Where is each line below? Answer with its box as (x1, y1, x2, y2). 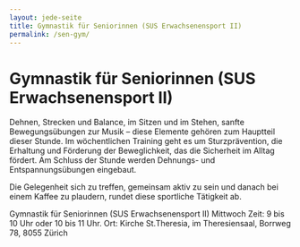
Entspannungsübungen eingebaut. (9, 165, 137, 175)
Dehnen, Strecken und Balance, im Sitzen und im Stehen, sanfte (9, 117, 244, 128)
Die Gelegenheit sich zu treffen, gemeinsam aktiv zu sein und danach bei (9, 182, 279, 192)
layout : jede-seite (9, 13, 82, 22)
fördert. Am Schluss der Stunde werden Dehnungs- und (9, 155, 216, 166)
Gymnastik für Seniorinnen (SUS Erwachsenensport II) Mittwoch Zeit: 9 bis (9, 209, 285, 219)
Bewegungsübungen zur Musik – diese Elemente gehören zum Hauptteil (9, 126, 276, 137)
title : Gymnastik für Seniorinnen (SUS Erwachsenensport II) (9, 21, 243, 30)
